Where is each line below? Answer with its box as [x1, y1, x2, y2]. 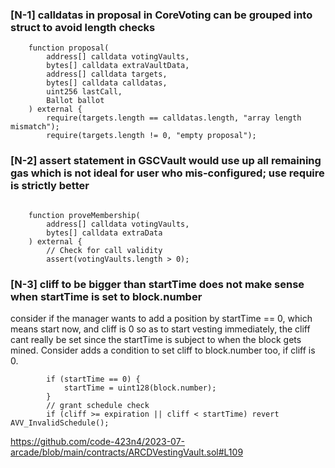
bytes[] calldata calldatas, [46, 78, 168, 88]
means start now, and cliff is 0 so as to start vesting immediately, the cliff [10, 323, 311, 335]
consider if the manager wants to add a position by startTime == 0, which [10, 312, 313, 324]
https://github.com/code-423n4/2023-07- [10, 435, 186, 447]
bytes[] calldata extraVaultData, [46, 61, 190, 71]
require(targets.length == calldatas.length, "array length [46, 113, 302, 123]
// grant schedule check [46, 400, 150, 410]
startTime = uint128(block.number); [63, 383, 217, 393]
